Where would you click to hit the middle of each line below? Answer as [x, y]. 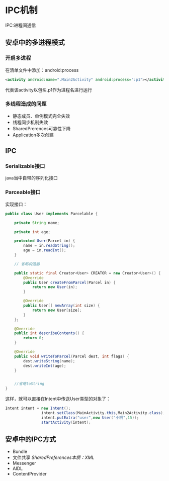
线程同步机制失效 [30, 122]
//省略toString [29, 384]
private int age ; [32, 232]
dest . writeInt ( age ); [45, 366]
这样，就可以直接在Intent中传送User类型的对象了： [58, 399]
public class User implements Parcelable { [52, 214]
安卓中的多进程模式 [35, 42]
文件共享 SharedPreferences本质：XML [53, 457]
